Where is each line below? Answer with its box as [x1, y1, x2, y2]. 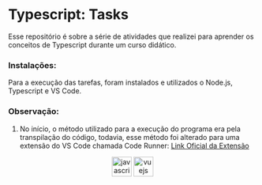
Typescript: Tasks [8, 6, 129, 24]
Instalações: [8, 59, 57, 70]
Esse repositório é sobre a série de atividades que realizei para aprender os [8, 32, 254, 41]
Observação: [8, 106, 59, 117]
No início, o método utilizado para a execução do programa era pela [19, 124, 241, 134]
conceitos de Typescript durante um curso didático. [8, 40, 177, 49]
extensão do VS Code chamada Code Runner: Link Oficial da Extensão [19, 141, 250, 150]
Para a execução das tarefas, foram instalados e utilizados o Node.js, [8, 77, 233, 88]
